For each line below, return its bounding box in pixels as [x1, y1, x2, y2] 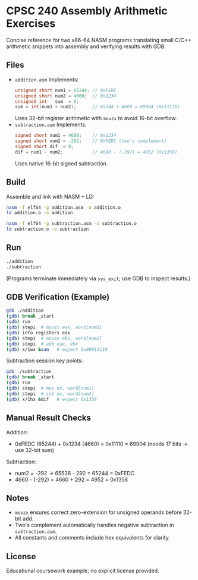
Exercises [6, 17, 56, 30]
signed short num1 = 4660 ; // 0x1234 [14, 133, 117, 139]
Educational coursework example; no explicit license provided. [6, 567, 159, 575]
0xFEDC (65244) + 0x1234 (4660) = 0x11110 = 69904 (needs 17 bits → [14, 440, 188, 447]
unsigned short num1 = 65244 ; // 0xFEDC [14, 87, 117, 93]
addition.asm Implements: [14, 76, 79, 83]
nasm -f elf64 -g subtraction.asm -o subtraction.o [6, 221, 137, 227]
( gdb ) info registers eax [6, 330, 70, 336]
